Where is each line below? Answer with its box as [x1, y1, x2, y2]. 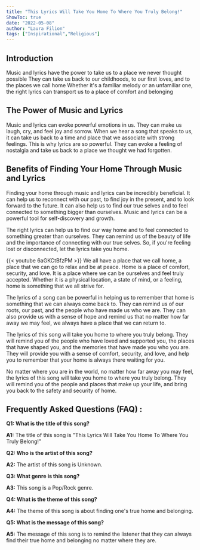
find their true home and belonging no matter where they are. [6, 537, 157, 544]
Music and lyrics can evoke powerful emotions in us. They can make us [6, 121, 182, 129]
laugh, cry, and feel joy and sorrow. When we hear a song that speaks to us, [6, 127, 193, 135]
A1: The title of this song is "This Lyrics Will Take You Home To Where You [6, 432, 189, 439]
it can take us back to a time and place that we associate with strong [6, 134, 175, 141]
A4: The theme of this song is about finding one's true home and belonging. [6, 508, 193, 515]
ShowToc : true [6, 14, 42, 20]
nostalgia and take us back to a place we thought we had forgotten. [6, 146, 172, 154]
